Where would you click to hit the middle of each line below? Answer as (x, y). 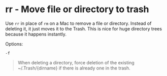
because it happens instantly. (36, 34)
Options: (14, 44)
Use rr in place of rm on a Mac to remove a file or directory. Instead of (78, 23)
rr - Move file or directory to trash (77, 9)
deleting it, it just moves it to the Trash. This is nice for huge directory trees (84, 28)
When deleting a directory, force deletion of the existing (76, 62)
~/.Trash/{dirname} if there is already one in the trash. (74, 68)
